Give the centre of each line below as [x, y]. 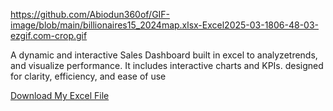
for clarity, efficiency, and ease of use [88, 76]
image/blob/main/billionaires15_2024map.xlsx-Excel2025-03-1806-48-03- [165, 25]
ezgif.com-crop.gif [49, 35]
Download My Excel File [60, 95]
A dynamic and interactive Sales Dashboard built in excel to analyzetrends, [164, 55]
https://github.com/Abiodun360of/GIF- [90, 14]
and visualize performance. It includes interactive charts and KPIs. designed [167, 65]
